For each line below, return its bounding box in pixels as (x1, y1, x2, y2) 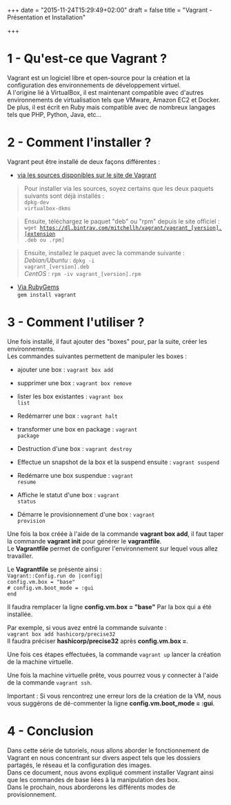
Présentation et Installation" (7, 13, 86, 21)
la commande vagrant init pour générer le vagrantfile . (7, 537, 162, 545)
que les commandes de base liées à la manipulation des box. (7, 775, 180, 784)
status (17, 498, 37, 505)
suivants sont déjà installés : (23, 192, 105, 200)
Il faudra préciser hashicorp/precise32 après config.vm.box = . (7, 636, 188, 645)
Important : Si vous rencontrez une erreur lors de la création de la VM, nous (7, 692, 222, 700)
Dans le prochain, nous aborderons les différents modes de (7, 783, 176, 791)
